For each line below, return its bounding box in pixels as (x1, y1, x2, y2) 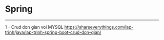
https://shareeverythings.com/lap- (64, 24, 134, 30)
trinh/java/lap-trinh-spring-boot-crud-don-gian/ (5, 29, 102, 35)
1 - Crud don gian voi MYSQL (5, 24, 63, 30)
